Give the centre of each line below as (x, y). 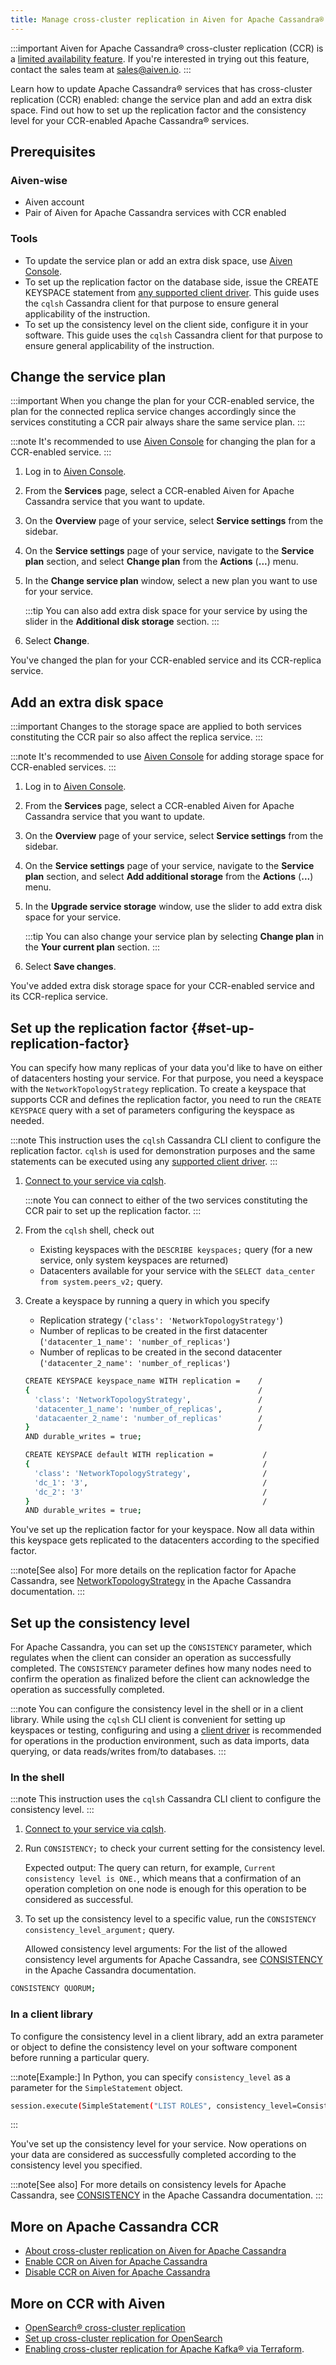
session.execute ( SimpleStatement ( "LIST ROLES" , (111, 2106)
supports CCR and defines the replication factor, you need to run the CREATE (166, 1100)
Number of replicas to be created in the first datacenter (153, 1331)
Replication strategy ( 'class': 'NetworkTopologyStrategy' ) (161, 1320)
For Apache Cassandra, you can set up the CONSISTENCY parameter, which (161, 1647)
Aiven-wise (39, 180)
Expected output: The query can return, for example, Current (150, 1868)
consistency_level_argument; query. (99, 1930)
